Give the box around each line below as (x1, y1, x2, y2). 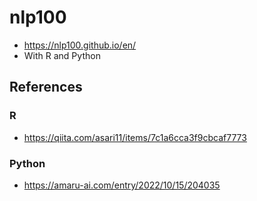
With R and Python (23, 49, 101, 61)
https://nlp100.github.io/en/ (23, 39, 137, 51)
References (9, 79, 83, 96)
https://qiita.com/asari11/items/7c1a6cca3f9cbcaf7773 (23, 131, 247, 143)
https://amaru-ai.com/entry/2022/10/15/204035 (23, 179, 221, 191)
